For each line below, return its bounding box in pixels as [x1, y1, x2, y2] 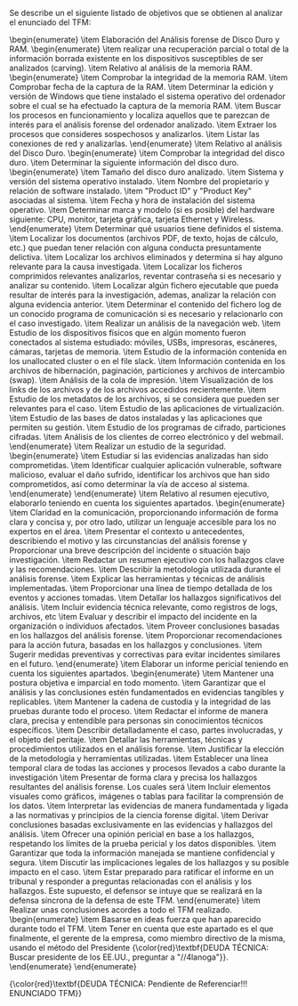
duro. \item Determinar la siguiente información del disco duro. [9, 158, 239, 167]
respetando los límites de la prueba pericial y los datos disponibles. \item [9, 839, 277, 848]
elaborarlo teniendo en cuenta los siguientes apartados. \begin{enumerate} [9, 498, 286, 508]
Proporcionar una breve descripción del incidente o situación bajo [9, 545, 251, 556]
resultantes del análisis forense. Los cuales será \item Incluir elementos [9, 782, 271, 791]
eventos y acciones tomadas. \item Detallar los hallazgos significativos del [9, 592, 282, 603]
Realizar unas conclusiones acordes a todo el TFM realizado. [9, 905, 233, 915]
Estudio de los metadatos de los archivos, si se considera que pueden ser [9, 393, 280, 404]
